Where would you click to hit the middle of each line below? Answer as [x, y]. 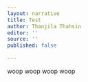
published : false [32, 45]
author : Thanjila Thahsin [44, 26]
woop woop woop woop [41, 71]
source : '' [23, 39]
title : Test [24, 20]
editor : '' [23, 33]
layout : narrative [33, 13]
